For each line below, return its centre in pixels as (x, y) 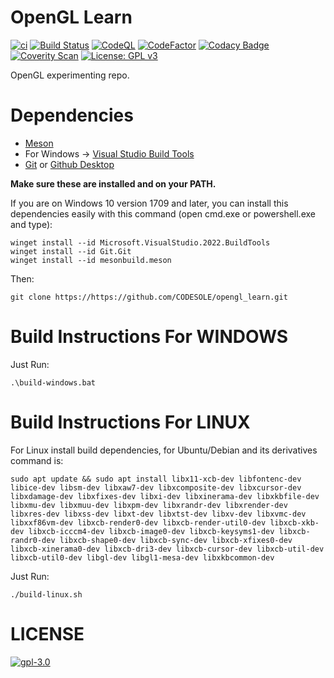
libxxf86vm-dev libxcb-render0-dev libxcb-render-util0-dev (138, 522)
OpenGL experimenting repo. (70, 75)
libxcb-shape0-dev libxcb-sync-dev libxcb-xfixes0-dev (176, 540)
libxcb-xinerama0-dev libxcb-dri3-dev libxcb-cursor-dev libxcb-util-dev (167, 549)
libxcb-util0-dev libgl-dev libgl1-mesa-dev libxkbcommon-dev (142, 557)
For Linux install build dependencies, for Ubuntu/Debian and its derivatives (164, 450)
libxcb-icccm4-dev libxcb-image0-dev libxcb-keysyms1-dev (151, 531)
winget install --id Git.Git (71, 251)
